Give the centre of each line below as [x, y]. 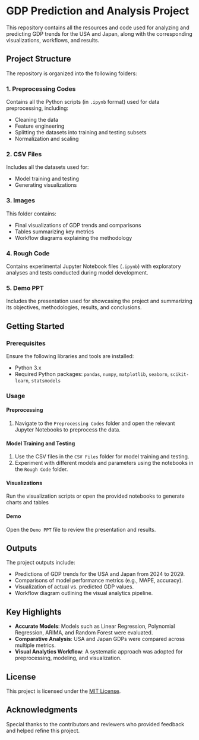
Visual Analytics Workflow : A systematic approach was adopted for [99, 652]
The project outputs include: [41, 563]
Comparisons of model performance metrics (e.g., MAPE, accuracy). [99, 581]
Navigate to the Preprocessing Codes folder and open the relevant [95, 423]
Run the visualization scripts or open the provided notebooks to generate [96, 496]
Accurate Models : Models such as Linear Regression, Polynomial [95, 626]
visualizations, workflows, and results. [53, 40]
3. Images [21, 201]
